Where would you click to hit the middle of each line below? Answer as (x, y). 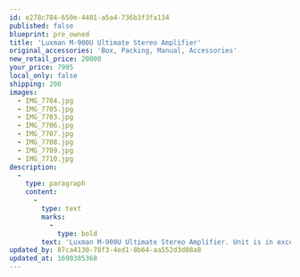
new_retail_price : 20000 (55, 59)
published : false (42, 26)
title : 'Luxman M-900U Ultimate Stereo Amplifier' (105, 42)
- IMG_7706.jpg (46, 126)
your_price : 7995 (42, 68)
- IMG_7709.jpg (46, 150)
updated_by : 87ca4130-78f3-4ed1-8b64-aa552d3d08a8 (105, 250)
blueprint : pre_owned (50, 34)
